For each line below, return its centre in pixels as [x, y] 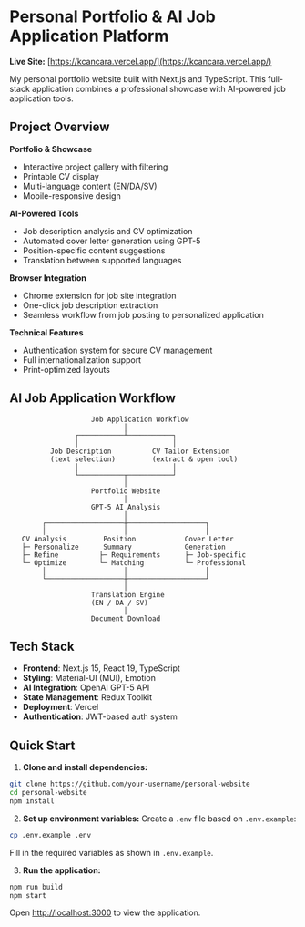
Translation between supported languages [102, 260]
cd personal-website [49, 793]
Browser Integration [48, 278]
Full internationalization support [82, 360]
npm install [32, 801]
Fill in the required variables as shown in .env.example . [112, 852]
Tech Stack [42, 646]
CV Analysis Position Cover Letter [127, 539]
